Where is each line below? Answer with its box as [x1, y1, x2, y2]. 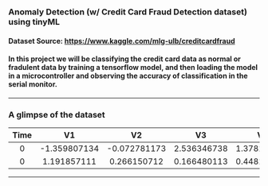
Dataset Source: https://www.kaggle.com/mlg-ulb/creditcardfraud [8, 36, 235, 45]
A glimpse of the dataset [8, 109, 105, 120]
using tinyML [8, 16, 60, 27]
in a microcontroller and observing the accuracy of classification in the [8, 71, 249, 81]
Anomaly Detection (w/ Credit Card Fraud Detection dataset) [8, 6, 247, 17]
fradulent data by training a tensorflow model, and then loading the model [8, 63, 258, 72]
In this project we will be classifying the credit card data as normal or [8, 54, 241, 64]
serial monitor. [8, 79, 57, 89]
